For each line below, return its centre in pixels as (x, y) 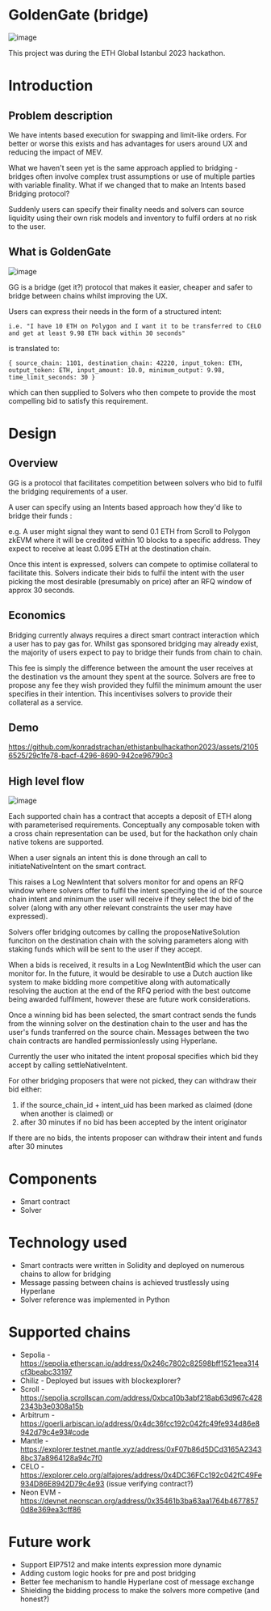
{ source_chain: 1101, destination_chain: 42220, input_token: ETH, (126, 363)
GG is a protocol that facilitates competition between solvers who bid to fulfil (135, 482)
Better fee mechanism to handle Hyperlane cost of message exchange (137, 1581)
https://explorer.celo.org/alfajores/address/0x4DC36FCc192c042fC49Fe (141, 1475)
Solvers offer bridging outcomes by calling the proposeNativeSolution (124, 932)
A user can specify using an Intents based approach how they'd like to (125, 507)
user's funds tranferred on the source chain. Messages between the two (129, 1032)
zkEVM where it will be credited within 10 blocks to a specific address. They (134, 540)
